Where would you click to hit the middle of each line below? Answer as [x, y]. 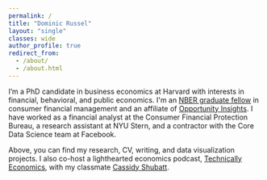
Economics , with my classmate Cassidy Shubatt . [89, 167]
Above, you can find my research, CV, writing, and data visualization [122, 149]
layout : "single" [38, 31]
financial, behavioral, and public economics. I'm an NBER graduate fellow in [134, 100]
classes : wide [32, 38]
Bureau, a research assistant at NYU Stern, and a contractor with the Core [131, 125]
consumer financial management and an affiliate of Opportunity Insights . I [131, 108]
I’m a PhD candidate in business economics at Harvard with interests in [126, 91]
